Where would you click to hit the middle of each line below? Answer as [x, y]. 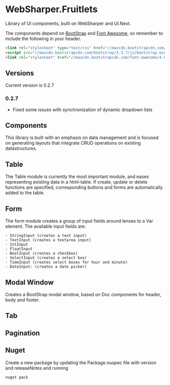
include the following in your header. [43, 39]
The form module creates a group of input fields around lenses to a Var [79, 221]
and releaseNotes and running [37, 368]
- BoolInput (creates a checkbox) [42, 254]
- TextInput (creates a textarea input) [49, 240]
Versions [20, 73]
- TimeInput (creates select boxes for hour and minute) [67, 262]
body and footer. [23, 300]
